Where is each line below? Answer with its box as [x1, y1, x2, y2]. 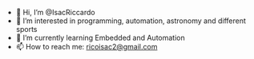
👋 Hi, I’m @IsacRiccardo [15, 8, 95, 17]
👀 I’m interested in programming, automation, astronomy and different [15, 16, 247, 26]
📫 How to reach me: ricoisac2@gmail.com [15, 42, 158, 51]
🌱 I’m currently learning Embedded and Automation [15, 33, 186, 42]
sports [15, 25, 38, 33]
